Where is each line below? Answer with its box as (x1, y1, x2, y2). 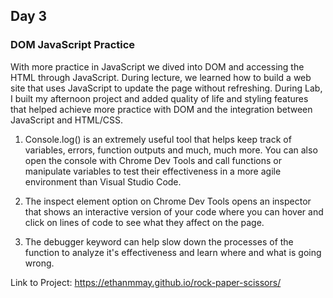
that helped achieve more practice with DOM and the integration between (10, 103, 313, 115)
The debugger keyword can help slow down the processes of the (24, 235, 294, 248)
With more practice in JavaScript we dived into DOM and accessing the (10, 60, 305, 73)
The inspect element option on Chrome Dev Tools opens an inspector (24, 195, 312, 207)
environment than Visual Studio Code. (24, 175, 182, 188)
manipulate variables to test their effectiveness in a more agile (24, 165, 282, 177)
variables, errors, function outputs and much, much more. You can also (24, 144, 318, 156)
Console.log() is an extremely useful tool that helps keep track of (24, 133, 292, 145)
